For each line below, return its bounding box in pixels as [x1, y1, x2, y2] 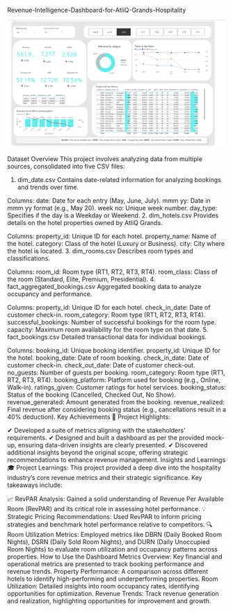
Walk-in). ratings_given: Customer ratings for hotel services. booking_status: [7, 383, 226, 392]
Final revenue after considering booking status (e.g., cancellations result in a [7, 406, 227, 414]
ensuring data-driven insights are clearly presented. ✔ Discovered [17, 441, 208, 449]
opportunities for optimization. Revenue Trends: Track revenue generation [7, 590, 219, 598]
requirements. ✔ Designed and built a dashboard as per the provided [7, 433, 205, 442]
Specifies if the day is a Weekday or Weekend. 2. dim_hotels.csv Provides [7, 211, 219, 220]
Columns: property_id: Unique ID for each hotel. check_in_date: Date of [7, 304, 211, 312]
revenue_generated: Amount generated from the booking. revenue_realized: [7, 398, 225, 406]
